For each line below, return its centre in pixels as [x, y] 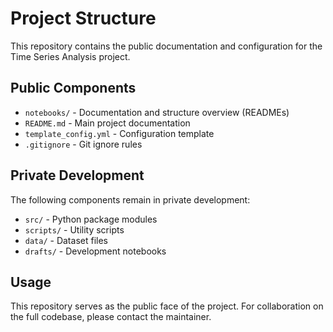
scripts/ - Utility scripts [74, 229]
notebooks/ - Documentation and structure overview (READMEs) [157, 112]
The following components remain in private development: [130, 199]
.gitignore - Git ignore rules [83, 144]
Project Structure [83, 18]
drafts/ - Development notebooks [95, 251]
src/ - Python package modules [91, 219]
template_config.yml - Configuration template [119, 133]
